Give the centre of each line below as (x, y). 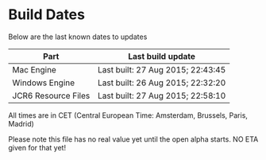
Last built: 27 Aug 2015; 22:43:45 (162, 69)
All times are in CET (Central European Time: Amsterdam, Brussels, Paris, (128, 115)
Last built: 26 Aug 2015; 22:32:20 (162, 83)
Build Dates (47, 15)
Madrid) (21, 123)
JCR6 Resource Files (51, 96)
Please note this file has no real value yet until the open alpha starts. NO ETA (133, 139)
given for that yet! (37, 147)
